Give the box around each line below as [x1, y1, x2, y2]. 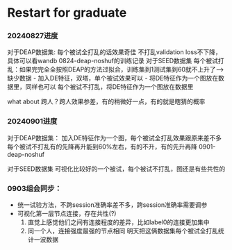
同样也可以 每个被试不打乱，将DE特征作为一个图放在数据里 [25, 83, 194, 91]
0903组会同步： [7, 183, 63, 193]
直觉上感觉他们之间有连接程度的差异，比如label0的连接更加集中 [27, 218, 210, 226]
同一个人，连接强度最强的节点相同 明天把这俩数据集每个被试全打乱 [27, 227, 219, 235]
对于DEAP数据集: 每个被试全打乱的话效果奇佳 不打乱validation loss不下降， [7, 48, 222, 56]
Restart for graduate [7, 5, 127, 21]
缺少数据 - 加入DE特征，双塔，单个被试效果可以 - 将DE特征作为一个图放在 [7, 74, 219, 83]
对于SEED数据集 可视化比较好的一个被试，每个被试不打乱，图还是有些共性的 [7, 165, 226, 173]
